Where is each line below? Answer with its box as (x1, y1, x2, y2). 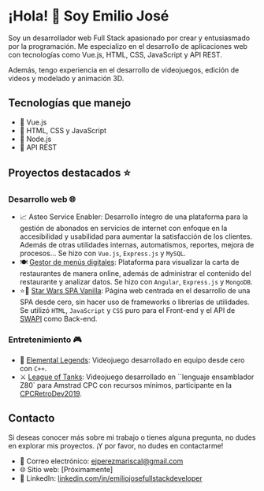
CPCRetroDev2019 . (19, 389, 83, 398)
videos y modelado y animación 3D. (8, 73, 125, 83)
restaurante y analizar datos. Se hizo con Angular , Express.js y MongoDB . (19, 277, 253, 287)
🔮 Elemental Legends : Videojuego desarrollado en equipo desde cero (19, 355, 245, 365)
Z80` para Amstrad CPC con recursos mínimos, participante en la (19, 380, 232, 389)
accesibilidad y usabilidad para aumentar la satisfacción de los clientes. (19, 232, 253, 241)
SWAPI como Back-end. (19, 314, 98, 324)
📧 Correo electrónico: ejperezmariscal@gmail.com (19, 456, 184, 466)
